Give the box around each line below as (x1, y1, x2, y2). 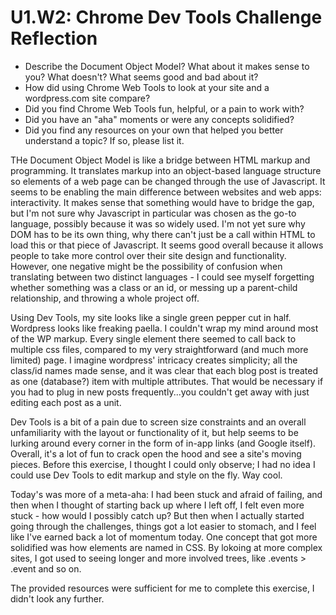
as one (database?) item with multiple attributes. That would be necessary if (10, 375, 324, 387)
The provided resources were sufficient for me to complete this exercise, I (10, 582, 315, 594)
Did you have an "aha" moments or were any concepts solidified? (24, 113, 295, 125)
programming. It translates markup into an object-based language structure (10, 164, 322, 176)
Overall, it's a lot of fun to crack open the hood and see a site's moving (10, 447, 302, 460)
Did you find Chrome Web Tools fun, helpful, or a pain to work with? (24, 102, 305, 115)
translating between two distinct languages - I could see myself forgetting (10, 271, 315, 283)
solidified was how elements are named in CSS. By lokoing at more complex (10, 541, 323, 553)
